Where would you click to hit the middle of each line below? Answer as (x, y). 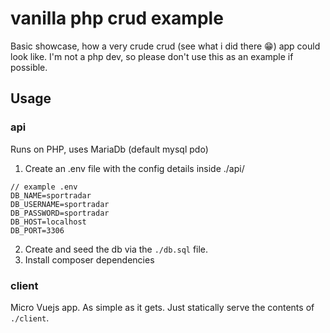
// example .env (44, 187)
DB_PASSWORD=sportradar (60, 213)
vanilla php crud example (117, 18)
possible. (29, 67)
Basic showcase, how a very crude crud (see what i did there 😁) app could (165, 46)
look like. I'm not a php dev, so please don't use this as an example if (152, 56)
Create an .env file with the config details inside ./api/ (134, 168)
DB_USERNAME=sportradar (60, 204)
